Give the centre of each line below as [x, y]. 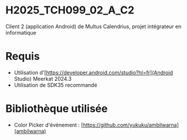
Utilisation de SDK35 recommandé [55, 85]
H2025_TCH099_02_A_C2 [70, 10]
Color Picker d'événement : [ [48, 125]
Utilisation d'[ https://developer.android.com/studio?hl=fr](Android [93, 72]
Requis [23, 57]
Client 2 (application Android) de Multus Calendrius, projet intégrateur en [93, 26]
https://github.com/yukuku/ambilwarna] [131, 125]
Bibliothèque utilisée [57, 109]
